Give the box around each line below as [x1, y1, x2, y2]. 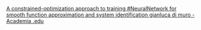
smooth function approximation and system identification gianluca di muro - [6, 11, 195, 18]
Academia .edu [6, 18, 44, 24]
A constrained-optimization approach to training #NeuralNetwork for [6, 5, 177, 12]
